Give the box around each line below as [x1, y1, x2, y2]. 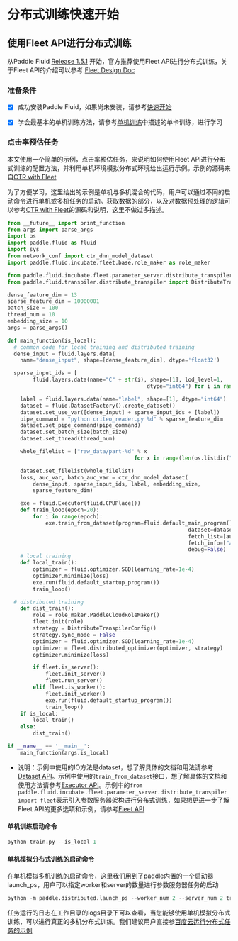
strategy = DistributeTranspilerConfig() [33, 625, 157, 632]
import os [7, 233, 37, 240]
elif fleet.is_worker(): [33, 684, 106, 691]
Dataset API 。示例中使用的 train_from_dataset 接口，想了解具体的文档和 [17, 772, 227, 780]
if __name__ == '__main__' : [7, 742, 91, 750]
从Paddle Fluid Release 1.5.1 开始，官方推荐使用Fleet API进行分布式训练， [7, 57, 222, 65]
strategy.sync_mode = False [33, 631, 115, 638]
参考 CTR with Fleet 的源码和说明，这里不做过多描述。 [13, 205, 169, 213]
